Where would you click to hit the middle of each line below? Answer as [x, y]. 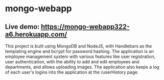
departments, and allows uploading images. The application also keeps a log [82, 67]
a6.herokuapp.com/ [36, 34]
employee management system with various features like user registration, [80, 56]
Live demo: [23, 27]
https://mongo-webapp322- [85, 27]
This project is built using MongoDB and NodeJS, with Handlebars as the [79, 46]
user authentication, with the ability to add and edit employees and [72, 62]
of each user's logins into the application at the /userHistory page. [72, 72]
